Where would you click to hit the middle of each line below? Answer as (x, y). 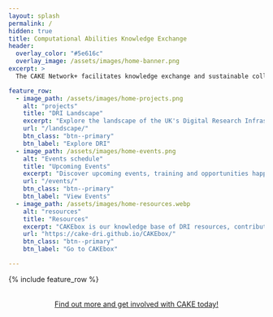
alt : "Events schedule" (63, 159)
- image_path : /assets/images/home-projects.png (100, 98)
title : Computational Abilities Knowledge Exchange (97, 39)
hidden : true (30, 31)
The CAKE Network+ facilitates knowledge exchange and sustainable (132, 76)
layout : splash (34, 16)
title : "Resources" (56, 219)
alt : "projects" (51, 106)
